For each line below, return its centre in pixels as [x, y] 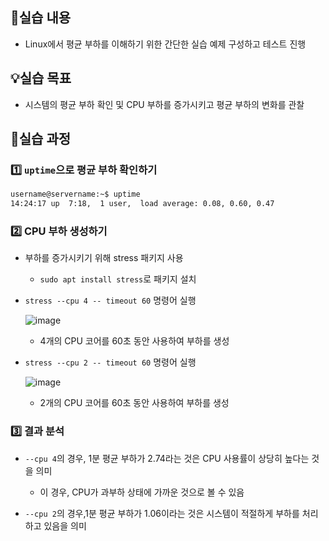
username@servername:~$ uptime [75, 194]
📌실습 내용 [41, 18]
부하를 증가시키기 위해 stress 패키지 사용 [104, 258]
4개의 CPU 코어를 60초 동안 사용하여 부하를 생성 [134, 341]
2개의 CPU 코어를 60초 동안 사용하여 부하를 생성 [134, 403]
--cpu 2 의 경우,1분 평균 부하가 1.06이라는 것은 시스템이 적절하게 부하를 [162, 513]
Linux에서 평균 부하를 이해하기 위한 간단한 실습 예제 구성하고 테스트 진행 [165, 44]
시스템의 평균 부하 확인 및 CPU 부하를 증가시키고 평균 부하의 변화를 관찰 [164, 104]
